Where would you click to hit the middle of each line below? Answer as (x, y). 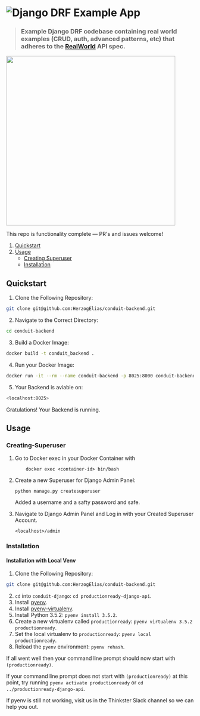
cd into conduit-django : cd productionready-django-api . (83, 596)
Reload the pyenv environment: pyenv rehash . (70, 647)
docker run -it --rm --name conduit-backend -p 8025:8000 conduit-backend (101, 376)
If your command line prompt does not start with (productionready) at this (97, 676)
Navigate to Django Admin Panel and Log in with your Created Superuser (104, 514)
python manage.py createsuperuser (57, 491)
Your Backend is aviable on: (49, 387)
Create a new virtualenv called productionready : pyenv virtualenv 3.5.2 (104, 622)
